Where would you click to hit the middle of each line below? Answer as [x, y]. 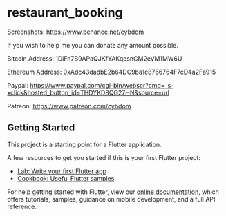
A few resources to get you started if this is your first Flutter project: [104, 157]
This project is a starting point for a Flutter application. [84, 144]
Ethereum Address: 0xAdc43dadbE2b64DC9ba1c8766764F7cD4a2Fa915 [112, 72]
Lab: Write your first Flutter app [62, 171]
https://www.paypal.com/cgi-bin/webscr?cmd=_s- [102, 85]
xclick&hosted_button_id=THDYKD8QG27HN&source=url [88, 92]
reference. [22, 206]
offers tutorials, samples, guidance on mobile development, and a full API [111, 199]
